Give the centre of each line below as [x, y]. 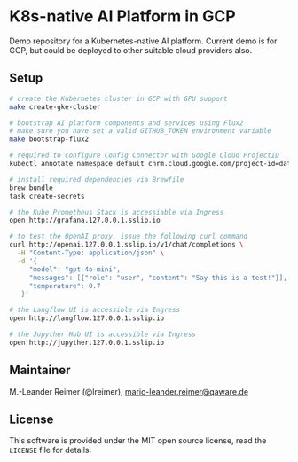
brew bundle [31, 188]
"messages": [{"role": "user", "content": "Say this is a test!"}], [158, 278]
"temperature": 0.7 [65, 286]
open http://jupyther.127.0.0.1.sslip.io [87, 342]
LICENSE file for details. [50, 450]
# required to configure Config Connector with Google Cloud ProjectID [144, 156]
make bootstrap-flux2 [49, 139]
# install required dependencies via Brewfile [97, 179]
